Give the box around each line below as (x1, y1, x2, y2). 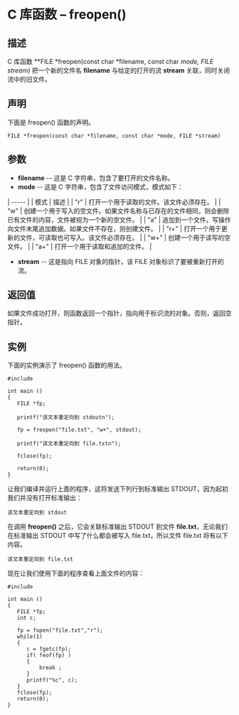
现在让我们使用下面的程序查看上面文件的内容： (7, 569, 144, 578)
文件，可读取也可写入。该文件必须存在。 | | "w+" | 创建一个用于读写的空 (19, 233, 231, 242)
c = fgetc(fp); (26, 645, 72, 653)
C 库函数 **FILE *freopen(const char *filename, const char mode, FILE (7, 58, 214, 65)
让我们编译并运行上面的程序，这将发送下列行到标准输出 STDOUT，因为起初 (7, 484, 229, 493)
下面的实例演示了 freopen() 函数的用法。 (7, 361, 126, 370)
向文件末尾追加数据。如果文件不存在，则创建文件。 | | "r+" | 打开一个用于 (7, 224, 222, 233)
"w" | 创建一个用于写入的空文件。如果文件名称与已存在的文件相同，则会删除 (7, 206, 230, 215)
